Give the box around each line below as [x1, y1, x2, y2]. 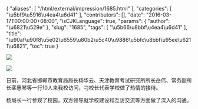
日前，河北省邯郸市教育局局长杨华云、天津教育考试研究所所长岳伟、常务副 [6, 77, 187, 84]
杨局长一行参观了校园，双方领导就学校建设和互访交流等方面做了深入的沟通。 [6, 97, 192, 104]
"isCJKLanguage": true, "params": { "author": [60, 18, 170, 24]
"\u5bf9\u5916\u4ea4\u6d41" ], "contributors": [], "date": [6, 11, 146, 18]
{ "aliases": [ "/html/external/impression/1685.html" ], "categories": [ [6, 5, 172, 12]
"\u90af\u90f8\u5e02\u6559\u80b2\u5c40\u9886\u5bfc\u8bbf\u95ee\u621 [6, 37, 192, 43]
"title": [6, 30, 22, 37]
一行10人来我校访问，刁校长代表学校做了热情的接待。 [31, 84, 161, 91]
